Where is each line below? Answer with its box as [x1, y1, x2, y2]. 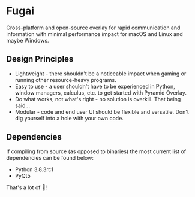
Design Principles [6, 54, 74, 64]
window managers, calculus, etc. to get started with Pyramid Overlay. [14, 89, 187, 96]
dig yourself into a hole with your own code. [14, 114, 124, 122]
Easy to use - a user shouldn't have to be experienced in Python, [14, 83, 175, 90]
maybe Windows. [6, 37, 49, 44]
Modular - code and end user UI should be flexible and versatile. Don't [14, 108, 189, 115]
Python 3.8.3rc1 [14, 166, 54, 173]
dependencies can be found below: [6, 154, 94, 161]
